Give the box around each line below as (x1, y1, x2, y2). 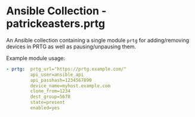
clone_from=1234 (30, 88, 70, 94)
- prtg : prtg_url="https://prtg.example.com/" (6, 66, 127, 72)
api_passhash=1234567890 (30, 77, 92, 83)
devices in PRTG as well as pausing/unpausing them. (6, 43, 137, 50)
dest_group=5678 (30, 94, 70, 100)
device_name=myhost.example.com (30, 82, 111, 89)
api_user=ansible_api (30, 72, 84, 78)
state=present (30, 100, 66, 106)
